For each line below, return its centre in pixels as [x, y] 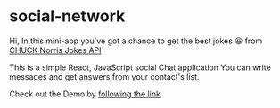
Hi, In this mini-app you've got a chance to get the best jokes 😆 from [136, 41]
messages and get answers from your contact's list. [104, 76]
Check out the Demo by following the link [85, 94]
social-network [67, 16]
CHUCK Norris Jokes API [55, 50]
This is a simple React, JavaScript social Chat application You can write [140, 67]
